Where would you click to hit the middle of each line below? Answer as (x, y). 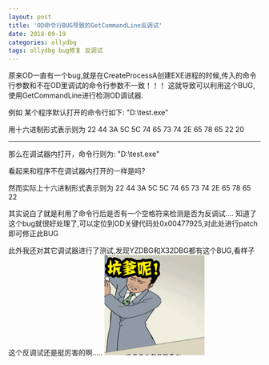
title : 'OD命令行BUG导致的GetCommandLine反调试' (85, 25)
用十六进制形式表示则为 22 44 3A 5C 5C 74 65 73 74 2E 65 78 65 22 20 (126, 130)
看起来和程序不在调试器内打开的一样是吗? (77, 171)
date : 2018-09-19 (37, 34)
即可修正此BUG (34, 234)
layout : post (30, 17)
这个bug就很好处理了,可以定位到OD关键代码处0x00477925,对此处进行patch (133, 223)
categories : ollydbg (43, 42)
